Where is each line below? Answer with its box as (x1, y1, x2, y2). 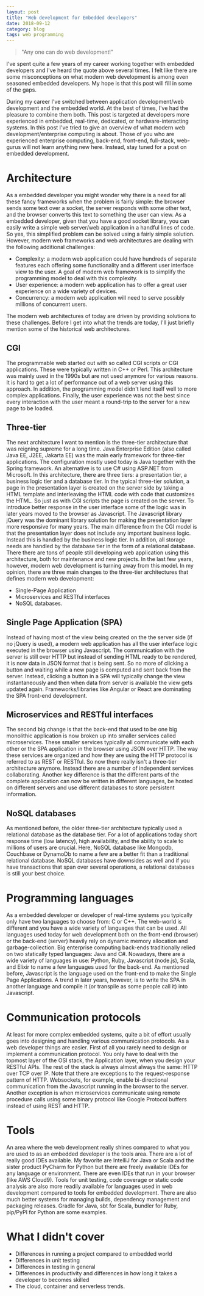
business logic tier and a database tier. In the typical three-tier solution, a (6, 477, 190, 485)
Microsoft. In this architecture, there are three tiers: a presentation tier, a (6, 471, 188, 478)
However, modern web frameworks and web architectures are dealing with (6, 237, 194, 244)
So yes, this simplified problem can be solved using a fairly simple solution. (6, 230, 195, 238)
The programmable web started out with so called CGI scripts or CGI (6, 359, 178, 366)
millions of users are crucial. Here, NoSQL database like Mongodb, (6, 844, 174, 852)
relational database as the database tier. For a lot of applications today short (6, 831, 197, 838)
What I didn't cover (6, 1230, 105, 1244)
